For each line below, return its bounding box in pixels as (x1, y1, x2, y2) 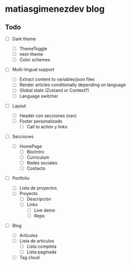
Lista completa (26, 243, 57, 249)
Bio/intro (26, 148, 44, 155)
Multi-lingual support (12, 67, 55, 72)
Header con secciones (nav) (19, 113, 77, 119)
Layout (12, 103, 26, 109)
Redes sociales (26, 160, 58, 166)
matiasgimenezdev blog (5, 3, 105, 15)
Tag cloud (19, 254, 40, 260)
